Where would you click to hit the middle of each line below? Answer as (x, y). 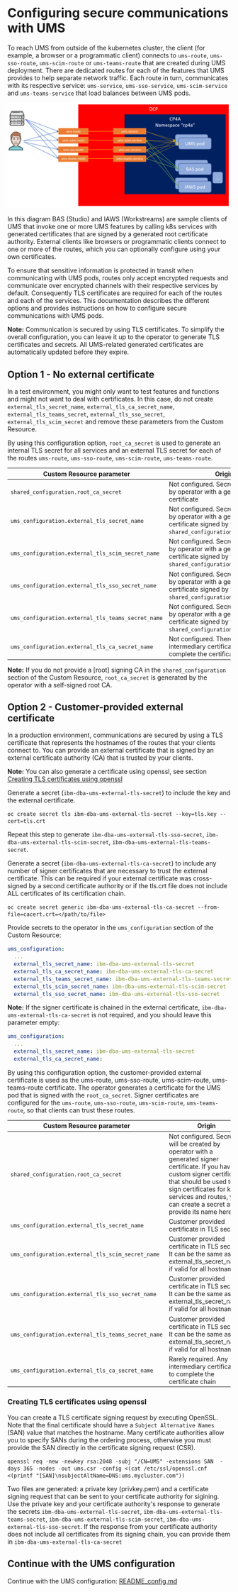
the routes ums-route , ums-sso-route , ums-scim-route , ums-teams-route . (110, 458)
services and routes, (199, 1196)
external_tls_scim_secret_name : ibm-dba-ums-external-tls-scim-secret (120, 986)
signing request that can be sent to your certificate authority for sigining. (113, 1496)
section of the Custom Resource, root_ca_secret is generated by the (107, 677)
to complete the (192, 1373)
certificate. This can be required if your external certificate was (100, 878)
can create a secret (197, 1204)
